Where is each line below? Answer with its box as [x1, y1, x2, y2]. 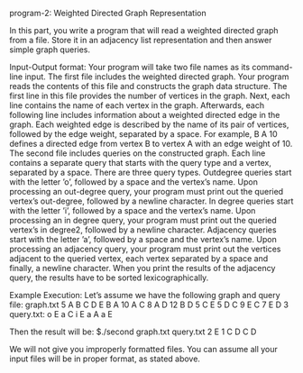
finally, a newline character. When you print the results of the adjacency [9, 263, 276, 273]
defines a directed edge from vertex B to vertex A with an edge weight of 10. [9, 139, 293, 149]
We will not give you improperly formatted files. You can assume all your [9, 344, 278, 354]
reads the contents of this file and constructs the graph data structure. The [9, 81, 288, 91]
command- [252, 62, 293, 72]
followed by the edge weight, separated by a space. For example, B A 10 [9, 129, 278, 139]
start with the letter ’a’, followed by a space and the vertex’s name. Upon [9, 234, 277, 244]
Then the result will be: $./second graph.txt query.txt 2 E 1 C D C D [9, 326, 257, 337]
